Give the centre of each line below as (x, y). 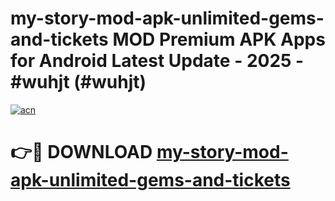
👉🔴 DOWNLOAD (81, 152)
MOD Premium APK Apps (219, 39)
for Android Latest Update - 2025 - (157, 61)
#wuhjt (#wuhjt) (78, 82)
